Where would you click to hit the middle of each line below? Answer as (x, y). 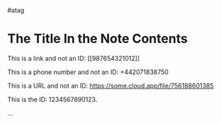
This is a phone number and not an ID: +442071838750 (88, 72)
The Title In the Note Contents (97, 39)
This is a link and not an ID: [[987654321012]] (74, 58)
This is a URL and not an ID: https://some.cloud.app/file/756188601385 (110, 86)
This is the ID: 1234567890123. (52, 99)
